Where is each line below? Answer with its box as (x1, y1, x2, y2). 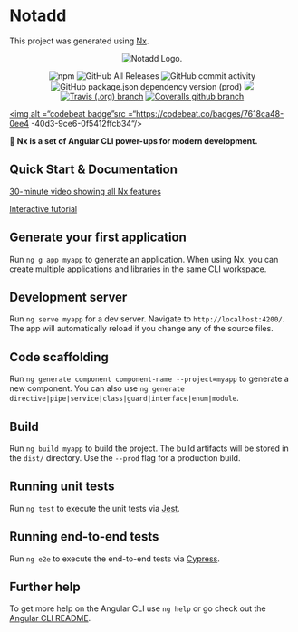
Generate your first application (9, 230, 187, 245)
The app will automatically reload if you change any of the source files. (9, 323, 274, 334)
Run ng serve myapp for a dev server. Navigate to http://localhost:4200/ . (9, 313, 285, 324)
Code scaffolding (9, 350, 109, 365)
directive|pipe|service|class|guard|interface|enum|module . (9, 393, 239, 404)
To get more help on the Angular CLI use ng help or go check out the (9, 603, 266, 614)
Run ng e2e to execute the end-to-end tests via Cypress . (9, 553, 220, 564)
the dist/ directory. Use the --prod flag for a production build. (9, 453, 241, 463)
